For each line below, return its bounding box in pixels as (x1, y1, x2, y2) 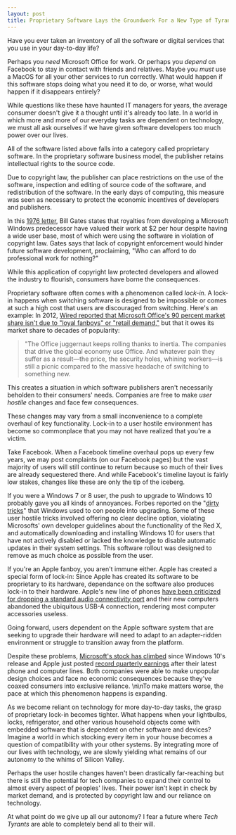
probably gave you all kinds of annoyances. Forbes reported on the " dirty (7, 499, 220, 507)
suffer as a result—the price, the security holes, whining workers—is (24, 355, 223, 363)
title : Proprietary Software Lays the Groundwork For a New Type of (7, 17, 212, 24)
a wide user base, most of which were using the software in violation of (7, 231, 214, 240)
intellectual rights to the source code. (7, 159, 115, 167)
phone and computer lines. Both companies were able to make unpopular (7, 666, 220, 675)
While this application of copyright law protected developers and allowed (7, 267, 219, 276)
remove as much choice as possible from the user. (7, 551, 153, 559)
